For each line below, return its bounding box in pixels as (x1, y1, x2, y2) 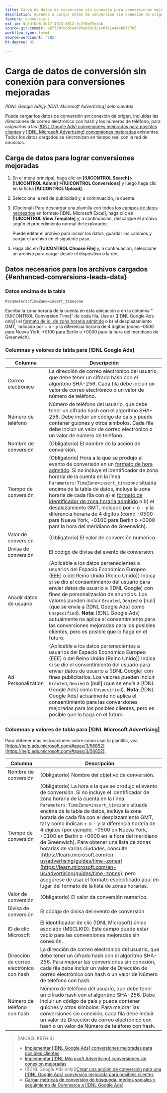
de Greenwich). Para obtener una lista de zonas (40, 838, 151, 845)
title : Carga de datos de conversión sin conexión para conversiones (5, 7, 153, 12)
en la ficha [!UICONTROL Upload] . (12, 185, 83, 191)
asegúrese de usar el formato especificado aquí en (40, 876, 159, 883)
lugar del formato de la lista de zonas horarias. (40, 882, 148, 889)
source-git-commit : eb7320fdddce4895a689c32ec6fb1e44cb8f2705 (5, 26, 137, 31)
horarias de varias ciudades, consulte (40, 845, 128, 852)
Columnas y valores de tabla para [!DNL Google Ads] (5, 347, 135, 354)
